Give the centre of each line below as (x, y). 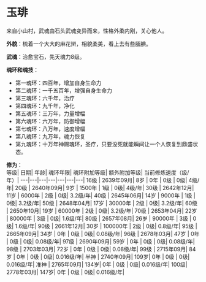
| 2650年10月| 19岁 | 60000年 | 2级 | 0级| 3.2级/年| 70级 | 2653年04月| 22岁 (102, 211)
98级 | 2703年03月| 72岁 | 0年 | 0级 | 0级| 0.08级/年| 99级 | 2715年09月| (97, 249)
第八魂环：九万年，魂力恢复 (50, 136)
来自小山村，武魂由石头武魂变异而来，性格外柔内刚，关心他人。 (87, 31)
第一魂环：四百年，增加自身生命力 (58, 83)
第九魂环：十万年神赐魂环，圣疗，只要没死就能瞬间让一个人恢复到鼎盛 (104, 144)
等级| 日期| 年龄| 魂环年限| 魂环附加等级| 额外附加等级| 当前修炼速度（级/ (98, 172)
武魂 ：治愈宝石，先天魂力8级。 (46, 56)
